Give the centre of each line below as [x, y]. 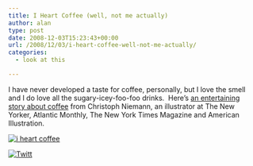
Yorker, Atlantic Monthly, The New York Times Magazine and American [124, 114]
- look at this [40, 60]
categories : [28, 52]
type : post [26, 30]
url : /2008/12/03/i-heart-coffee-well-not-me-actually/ [102, 45]
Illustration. [27, 123]
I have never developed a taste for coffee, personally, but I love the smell [127, 89]
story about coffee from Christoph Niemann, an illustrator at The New [122, 106]
